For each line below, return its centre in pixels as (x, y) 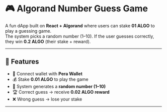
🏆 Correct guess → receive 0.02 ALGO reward (61, 92)
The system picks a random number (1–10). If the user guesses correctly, (80, 36)
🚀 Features (22, 62)
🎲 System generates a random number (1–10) (59, 86)
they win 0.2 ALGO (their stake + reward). (48, 41)
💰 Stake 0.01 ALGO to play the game (50, 79)
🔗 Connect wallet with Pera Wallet (47, 73)
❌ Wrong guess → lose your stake (47, 99)
